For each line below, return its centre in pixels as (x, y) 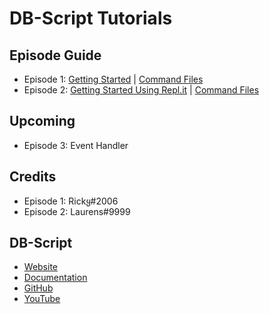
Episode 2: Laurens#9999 (77, 211)
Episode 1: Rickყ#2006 (71, 201)
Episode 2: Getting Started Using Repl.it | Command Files (141, 90)
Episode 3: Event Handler (76, 145)
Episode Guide (55, 55)
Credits (33, 177)
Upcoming (42, 121)
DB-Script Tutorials (91, 18)
